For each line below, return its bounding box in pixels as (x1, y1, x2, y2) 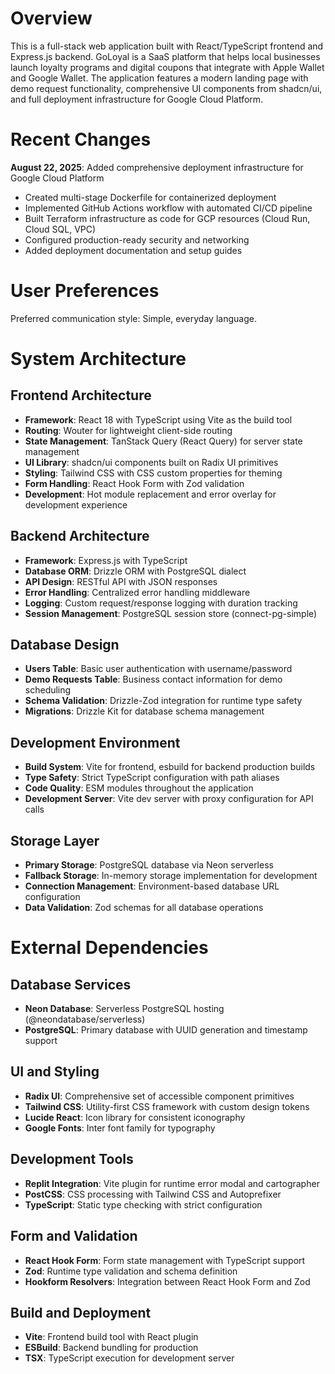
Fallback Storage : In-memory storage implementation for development (24, 870, 318, 882)
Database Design (10, 637, 120, 654)
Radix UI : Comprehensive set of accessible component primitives (24, 1090, 295, 1102)
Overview (10, 7, 93, 30)
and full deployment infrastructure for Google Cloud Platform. (10, 93, 264, 105)
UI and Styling (10, 1063, 100, 1081)
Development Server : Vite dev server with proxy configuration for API (24, 793, 314, 805)
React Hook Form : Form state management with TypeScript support (24, 1254, 306, 1266)
